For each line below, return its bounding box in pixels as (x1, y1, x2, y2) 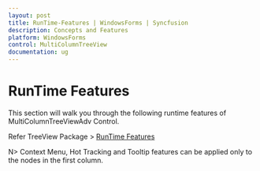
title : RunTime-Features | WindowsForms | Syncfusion (8, 19, 189, 27)
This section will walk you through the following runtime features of (8, 108, 227, 117)
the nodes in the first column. (8, 155, 104, 165)
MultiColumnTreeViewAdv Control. (8, 116, 120, 126)
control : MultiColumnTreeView (8, 41, 108, 49)
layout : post (8, 11, 51, 20)
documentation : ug (8, 48, 69, 56)
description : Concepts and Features (8, 26, 128, 34)
